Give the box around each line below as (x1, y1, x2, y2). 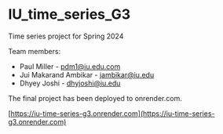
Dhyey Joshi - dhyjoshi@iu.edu (19, 78, 121, 88)
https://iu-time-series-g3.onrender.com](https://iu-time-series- (10, 108, 215, 118)
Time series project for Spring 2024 (8, 31, 124, 41)
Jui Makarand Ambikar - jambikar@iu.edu (19, 70, 155, 79)
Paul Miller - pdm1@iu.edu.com (19, 61, 121, 71)
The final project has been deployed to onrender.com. (8, 93, 182, 103)
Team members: (8, 46, 61, 56)
